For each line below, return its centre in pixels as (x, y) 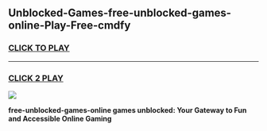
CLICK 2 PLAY (36, 78)
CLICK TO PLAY (39, 48)
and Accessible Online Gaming (60, 118)
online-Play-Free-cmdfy (70, 26)
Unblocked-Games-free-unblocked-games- (120, 13)
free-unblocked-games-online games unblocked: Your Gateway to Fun (128, 110)
